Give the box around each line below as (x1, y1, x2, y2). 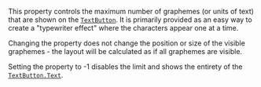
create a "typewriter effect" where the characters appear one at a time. (8, 24, 239, 32)
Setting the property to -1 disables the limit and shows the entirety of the (8, 62, 243, 71)
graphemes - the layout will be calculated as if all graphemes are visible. (8, 47, 242, 56)
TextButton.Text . (8, 71, 64, 79)
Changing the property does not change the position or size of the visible (8, 38, 245, 48)
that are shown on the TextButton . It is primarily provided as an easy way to (8, 15, 253, 24)
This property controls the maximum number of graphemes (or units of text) (8, 7, 254, 16)
